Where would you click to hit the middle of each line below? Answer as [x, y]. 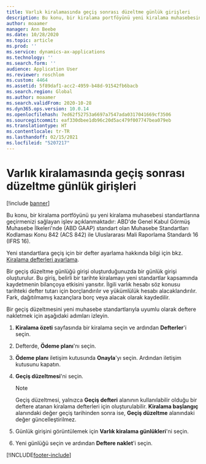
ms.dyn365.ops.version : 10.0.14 [48, 109]
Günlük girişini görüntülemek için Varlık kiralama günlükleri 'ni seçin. [102, 431]
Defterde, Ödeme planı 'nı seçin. [55, 346]
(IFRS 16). [18, 241]
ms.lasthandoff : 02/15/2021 [42, 137]
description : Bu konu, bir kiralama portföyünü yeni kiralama [87, 18]
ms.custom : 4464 [27, 80]
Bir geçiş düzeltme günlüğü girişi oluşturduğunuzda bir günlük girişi [92, 271]
